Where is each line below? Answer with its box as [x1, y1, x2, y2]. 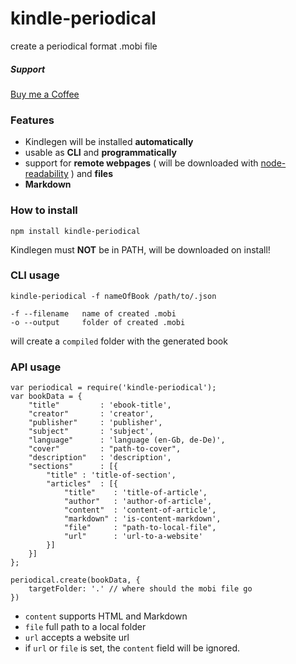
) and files [70, 168, 113, 180]
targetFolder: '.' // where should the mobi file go [28, 584, 253, 594]
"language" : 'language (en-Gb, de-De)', [28, 435, 226, 446]
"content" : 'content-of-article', [63, 505, 217, 516]
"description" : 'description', [28, 453, 172, 463]
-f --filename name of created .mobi [10, 308, 177, 319]
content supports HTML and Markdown [24, 610, 188, 622]
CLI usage [10, 268, 60, 282]
